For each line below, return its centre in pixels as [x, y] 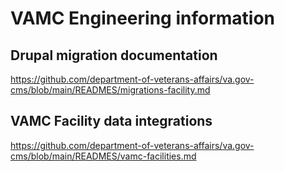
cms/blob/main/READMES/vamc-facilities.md [103, 156]
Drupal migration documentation [114, 55]
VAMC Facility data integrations [111, 121]
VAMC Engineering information [142, 18]
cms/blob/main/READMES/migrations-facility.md [110, 90]
